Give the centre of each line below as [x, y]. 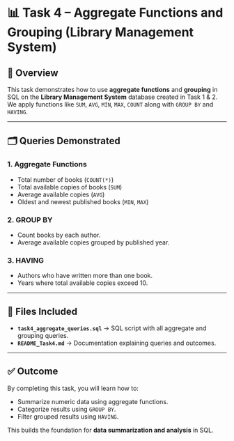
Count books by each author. [59, 235]
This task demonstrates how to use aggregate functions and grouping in [112, 90]
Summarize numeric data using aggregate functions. [93, 401]
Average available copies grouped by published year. [93, 242]
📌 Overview [33, 73]
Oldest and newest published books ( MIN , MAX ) [83, 201]
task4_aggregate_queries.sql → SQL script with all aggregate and [112, 328]
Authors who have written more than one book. [85, 276]
